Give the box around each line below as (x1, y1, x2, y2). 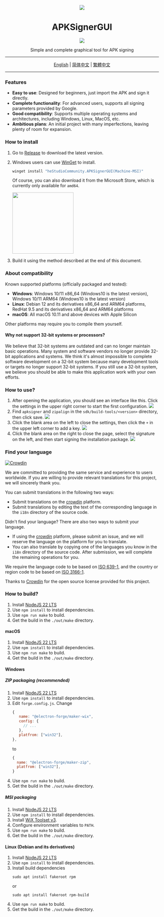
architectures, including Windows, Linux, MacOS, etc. (12, 116, 120, 122)
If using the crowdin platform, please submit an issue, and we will (12, 533, 144, 539)
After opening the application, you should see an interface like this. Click (12, 398, 158, 404)
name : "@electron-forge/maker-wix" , (19, 714, 94, 719)
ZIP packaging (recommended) (5, 677, 70, 683)
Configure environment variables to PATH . (12, 822, 95, 828)
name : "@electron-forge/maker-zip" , (17, 760, 91, 765)
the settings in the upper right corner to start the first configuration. (12, 404, 148, 410)
